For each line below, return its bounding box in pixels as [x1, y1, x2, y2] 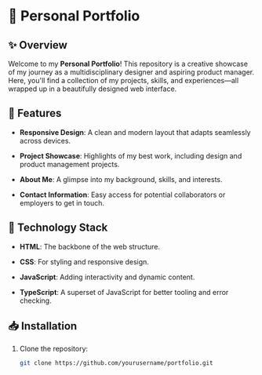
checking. [19, 296, 53, 305]
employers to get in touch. [19, 198, 104, 207]
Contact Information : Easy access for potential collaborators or [19, 190, 226, 199]
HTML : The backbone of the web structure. [19, 242, 161, 251]
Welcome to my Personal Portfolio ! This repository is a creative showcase [8, 59, 249, 68]
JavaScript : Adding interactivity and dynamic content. [19, 272, 195, 282]
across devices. [19, 136, 71, 145]
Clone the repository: [19, 344, 89, 354]
